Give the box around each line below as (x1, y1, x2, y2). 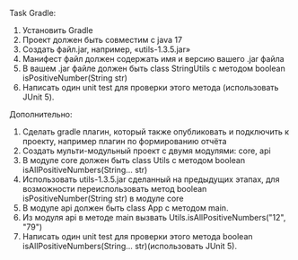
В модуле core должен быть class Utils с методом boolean (22, 155, 245, 165)
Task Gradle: (9, 8, 57, 18)
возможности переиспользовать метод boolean (22, 184, 207, 194)
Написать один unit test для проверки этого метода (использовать (22, 82, 279, 92)
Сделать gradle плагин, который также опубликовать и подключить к (22, 126, 290, 137)
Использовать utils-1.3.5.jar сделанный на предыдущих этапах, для (22, 174, 280, 185)
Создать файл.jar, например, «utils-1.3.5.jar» (22, 44, 191, 55)
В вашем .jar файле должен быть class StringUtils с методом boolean (22, 63, 285, 74)
